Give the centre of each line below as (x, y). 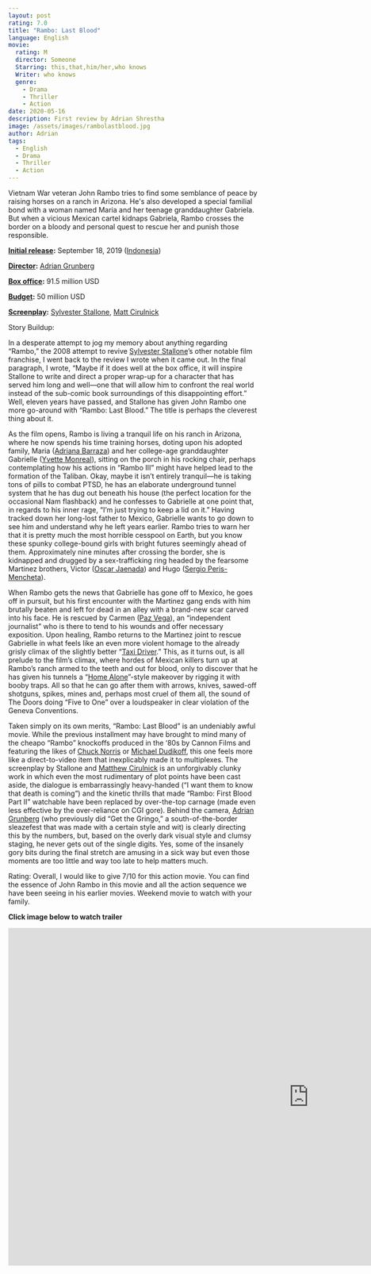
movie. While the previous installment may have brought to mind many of (127, 734)
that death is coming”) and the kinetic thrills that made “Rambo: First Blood (130, 793)
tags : (17, 141)
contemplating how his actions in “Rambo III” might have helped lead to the (131, 468)
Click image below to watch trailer (65, 917)
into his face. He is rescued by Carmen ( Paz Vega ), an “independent (120, 618)
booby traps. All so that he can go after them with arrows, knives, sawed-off (132, 685)
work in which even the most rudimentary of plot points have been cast (124, 777)
